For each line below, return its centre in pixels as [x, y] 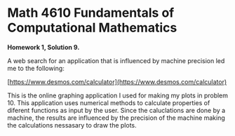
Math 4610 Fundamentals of [91, 13]
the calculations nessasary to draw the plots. [72, 125]
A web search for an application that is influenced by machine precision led [116, 60]
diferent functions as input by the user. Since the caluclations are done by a [116, 110]
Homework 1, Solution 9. [43, 47]
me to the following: [36, 68]
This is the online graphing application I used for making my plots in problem [118, 95]
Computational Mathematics [92, 28]
